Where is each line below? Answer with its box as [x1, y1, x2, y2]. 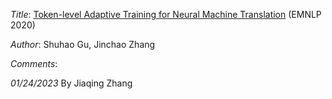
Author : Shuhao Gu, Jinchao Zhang [10, 39, 156, 50]
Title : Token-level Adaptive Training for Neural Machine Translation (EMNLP [10, 9, 322, 20]
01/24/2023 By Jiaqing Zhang [10, 77, 133, 89]
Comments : [10, 58, 58, 69]
